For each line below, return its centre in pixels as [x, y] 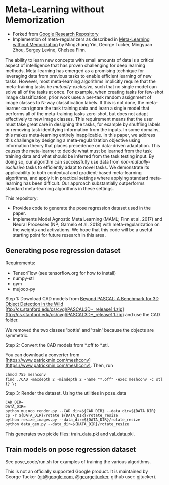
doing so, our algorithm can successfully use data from [62, 161]
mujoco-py [24, 289]
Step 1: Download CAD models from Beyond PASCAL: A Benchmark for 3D [82, 298]
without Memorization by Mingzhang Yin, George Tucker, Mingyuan [82, 44]
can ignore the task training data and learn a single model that [85, 108]
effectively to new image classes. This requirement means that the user [79, 119]
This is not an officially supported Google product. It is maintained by [77, 471]
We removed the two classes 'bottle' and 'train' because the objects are [80, 330]
